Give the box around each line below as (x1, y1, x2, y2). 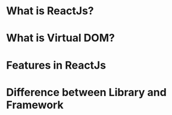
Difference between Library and (6, 85, 167, 99)
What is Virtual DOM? (6, 31, 115, 45)
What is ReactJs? (6, 4, 94, 18)
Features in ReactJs (6, 58, 106, 72)
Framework (6, 98, 64, 111)
